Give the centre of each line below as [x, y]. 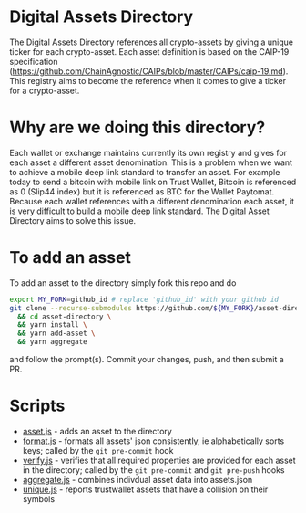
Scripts [37, 406]
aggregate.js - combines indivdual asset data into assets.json [138, 480]
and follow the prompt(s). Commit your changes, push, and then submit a [147, 360]
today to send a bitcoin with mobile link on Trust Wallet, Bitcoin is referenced [153, 182]
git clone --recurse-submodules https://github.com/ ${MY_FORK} [132, 308]
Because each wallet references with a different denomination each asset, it [152, 201]
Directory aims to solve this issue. [73, 220]
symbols [39, 499]
